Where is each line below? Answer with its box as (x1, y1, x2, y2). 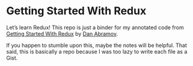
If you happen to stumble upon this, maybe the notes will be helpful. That (6, 42, 188, 49)
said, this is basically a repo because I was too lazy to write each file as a (6, 48, 188, 55)
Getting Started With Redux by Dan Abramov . (6, 30, 118, 37)
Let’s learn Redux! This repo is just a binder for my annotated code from (6, 24, 185, 31)
